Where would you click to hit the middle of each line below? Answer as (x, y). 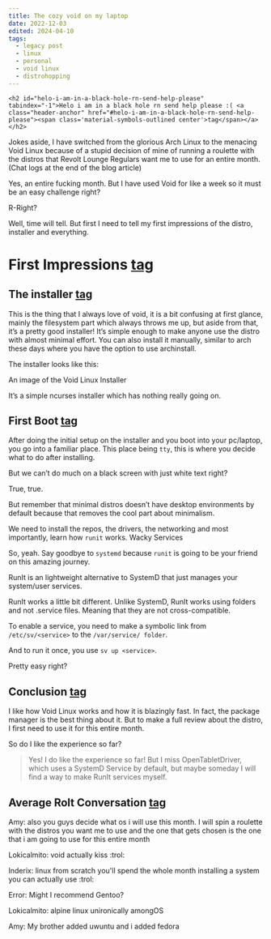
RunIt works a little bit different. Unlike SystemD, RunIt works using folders (132, 602)
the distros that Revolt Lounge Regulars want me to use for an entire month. (134, 159)
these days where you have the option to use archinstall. (102, 348)
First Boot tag (43, 421)
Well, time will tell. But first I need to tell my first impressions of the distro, (131, 223)
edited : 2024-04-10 (41, 31)
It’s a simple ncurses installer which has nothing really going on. (114, 395)
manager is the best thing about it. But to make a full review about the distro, (135, 720)
